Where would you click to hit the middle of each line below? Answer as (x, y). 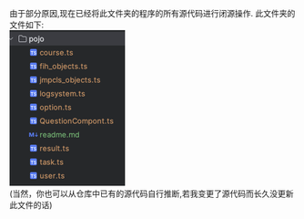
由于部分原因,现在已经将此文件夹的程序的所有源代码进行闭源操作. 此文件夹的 (152, 13)
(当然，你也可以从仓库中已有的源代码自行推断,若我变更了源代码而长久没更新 (152, 193)
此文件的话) (31, 205)
